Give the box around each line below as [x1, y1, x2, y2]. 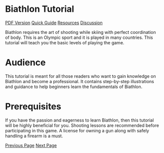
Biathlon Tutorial [5, 3, 75, 15]
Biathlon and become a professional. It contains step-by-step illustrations [5, 78, 154, 84]
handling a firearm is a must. [5, 133, 63, 139]
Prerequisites [5, 101, 62, 112]
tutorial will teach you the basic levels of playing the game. [5, 39, 124, 45]
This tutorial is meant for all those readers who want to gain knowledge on [5, 73, 156, 79]
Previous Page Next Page [5, 142, 57, 148]
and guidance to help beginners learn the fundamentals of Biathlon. [5, 84, 143, 90]
